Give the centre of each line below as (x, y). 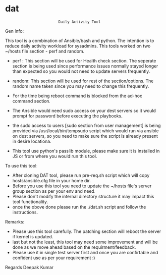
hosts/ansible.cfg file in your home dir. (51, 180)
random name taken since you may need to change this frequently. (81, 86)
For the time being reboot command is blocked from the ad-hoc (77, 96)
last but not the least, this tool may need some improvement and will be (85, 242)
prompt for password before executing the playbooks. (67, 116)
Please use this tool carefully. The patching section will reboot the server (87, 231)
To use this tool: (22, 165)
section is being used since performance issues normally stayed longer (85, 66)
